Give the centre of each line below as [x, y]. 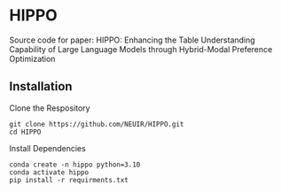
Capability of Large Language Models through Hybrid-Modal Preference [141, 49]
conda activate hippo [49, 172]
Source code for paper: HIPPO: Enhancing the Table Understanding [132, 40]
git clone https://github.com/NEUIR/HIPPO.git [97, 124]
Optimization [32, 58]
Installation [41, 86]
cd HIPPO [25, 132]
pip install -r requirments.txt [69, 180]
